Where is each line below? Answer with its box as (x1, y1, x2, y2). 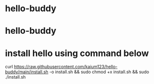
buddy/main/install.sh (5, 69, 49, 75)
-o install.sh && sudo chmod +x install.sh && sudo (49, 69, 149, 75)
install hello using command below (5, 47, 149, 59)
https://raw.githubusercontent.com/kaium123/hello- (14, 64, 118, 70)
